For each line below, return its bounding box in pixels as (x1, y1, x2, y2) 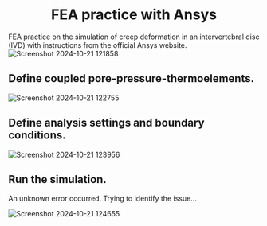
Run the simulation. (8, 173, 108, 186)
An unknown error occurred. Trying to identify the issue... (8, 193, 197, 204)
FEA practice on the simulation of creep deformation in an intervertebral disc (8, 32, 260, 41)
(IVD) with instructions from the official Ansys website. (8, 40, 187, 49)
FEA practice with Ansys (50, 6, 218, 24)
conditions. (8, 129, 66, 142)
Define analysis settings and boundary (8, 116, 205, 130)
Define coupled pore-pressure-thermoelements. (8, 72, 255, 85)
